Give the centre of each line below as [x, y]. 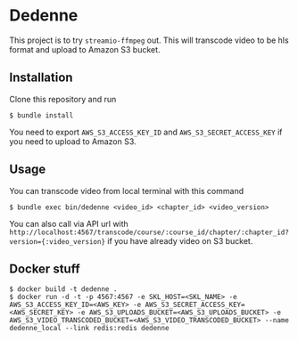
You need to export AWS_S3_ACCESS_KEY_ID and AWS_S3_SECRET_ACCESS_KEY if [146, 132]
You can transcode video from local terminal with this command [126, 191]
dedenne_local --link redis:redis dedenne [89, 329]
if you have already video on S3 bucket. [180, 240]
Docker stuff [45, 268]
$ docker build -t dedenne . [63, 289]
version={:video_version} [57, 241]
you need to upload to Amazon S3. [73, 141]
